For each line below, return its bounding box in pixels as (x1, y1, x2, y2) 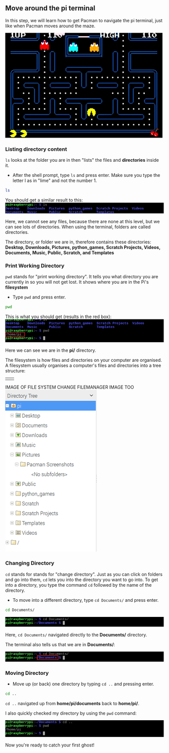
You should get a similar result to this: (5, 197, 83, 203)
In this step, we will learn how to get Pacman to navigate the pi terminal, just (5, 17, 162, 23)
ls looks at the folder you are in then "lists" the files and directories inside (5, 157, 159, 163)
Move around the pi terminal (5, 4, 96, 13)
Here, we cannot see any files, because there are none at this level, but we (5, 218, 160, 224)
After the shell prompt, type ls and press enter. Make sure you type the (12, 172, 160, 178)
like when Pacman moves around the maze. (5, 23, 96, 29)
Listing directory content (5, 146, 67, 153)
